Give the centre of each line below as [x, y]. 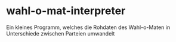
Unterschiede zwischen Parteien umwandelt [61, 33]
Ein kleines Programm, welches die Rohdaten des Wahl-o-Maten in [88, 27]
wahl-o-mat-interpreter [66, 11]
